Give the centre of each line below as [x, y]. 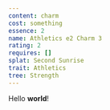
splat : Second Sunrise [46, 61]
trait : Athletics [37, 68]
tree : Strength [34, 75]
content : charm [34, 16]
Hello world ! [29, 98]
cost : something [35, 23]
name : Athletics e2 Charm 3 [55, 38]
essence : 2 [26, 31]
